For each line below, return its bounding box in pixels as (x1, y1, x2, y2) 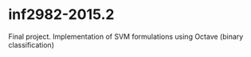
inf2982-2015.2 (8, 6, 115, 24)
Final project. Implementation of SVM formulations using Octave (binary (8, 32, 244, 41)
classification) (8, 40, 54, 49)
